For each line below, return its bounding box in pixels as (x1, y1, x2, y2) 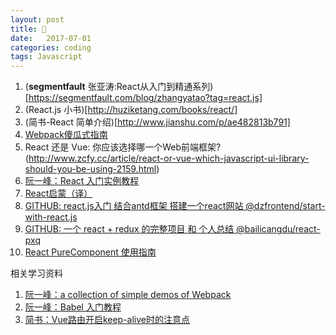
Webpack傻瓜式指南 (24, 129, 108, 141)
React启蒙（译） (24, 187, 93, 200)
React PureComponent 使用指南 (24, 246, 157, 258)
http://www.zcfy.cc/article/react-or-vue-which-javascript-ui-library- (28, 152, 310, 165)
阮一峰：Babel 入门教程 (24, 301, 122, 313)
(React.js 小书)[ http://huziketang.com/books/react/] (24, 104, 238, 116)
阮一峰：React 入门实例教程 (24, 175, 140, 187)
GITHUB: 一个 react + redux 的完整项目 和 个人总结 (24, 223, 235, 235)
